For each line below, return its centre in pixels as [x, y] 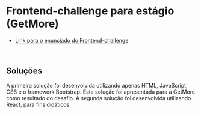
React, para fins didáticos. [39, 104]
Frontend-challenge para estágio [90, 11]
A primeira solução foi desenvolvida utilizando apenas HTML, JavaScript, [97, 85]
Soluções [24, 71]
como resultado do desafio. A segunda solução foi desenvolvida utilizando [99, 98]
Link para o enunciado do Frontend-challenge [72, 40]
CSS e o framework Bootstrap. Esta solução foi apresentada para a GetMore [101, 92]
